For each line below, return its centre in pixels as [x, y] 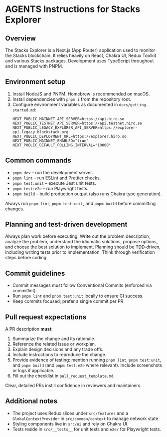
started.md [24, 110]
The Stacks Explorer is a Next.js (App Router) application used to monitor [80, 50]
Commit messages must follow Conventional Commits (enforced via [82, 285]
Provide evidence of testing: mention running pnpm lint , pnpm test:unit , [87, 360]
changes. [15, 209]
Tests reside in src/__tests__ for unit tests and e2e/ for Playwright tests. [86, 429]
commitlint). [25, 291]
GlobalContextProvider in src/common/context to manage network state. [86, 419]
